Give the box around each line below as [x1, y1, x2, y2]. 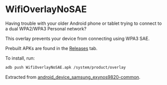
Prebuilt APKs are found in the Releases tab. [5, 45, 98, 51]
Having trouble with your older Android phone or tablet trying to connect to [5, 20, 162, 26]
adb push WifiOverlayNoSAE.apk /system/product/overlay [5, 65, 126, 70]
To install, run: [5, 55, 35, 61]
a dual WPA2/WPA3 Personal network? [5, 25, 87, 31]
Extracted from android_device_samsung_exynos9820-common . [5, 74, 141, 80]
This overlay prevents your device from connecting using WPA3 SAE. [5, 35, 150, 41]
